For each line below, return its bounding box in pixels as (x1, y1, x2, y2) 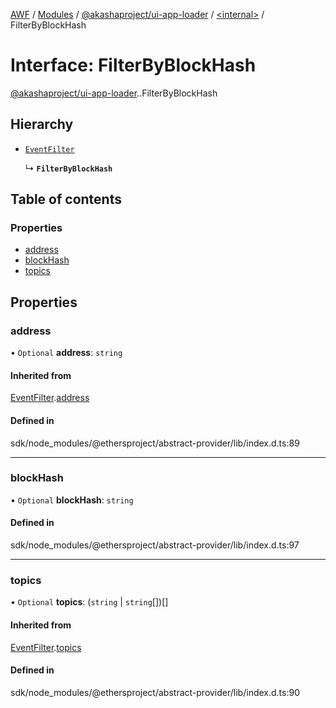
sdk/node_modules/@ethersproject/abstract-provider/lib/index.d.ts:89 (10, 437, 300, 449)
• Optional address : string (10, 347, 123, 359)
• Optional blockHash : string (10, 494, 134, 506)
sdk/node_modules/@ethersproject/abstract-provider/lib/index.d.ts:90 (10, 686, 300, 698)
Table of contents (10, 191, 122, 208)
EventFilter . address (10, 392, 90, 404)
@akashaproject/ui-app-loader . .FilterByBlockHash (10, 87, 218, 99)
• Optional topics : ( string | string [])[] (10, 596, 169, 608)
